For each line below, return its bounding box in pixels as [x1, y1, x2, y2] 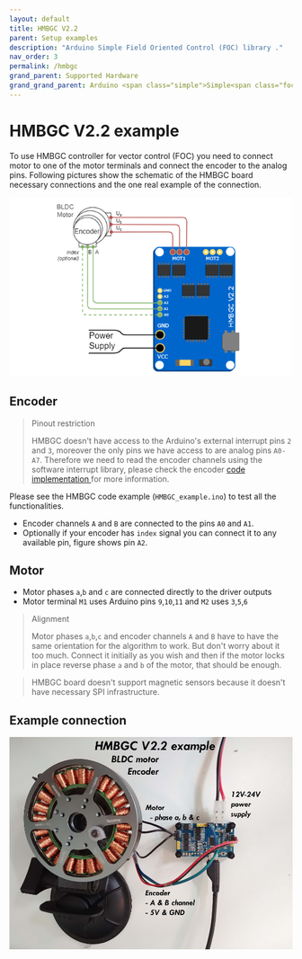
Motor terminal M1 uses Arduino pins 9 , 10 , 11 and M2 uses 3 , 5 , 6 [22, 596, 249, 607]
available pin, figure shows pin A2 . [22, 537, 148, 547]
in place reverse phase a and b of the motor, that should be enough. [31, 660, 282, 670]
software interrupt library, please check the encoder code [31, 464, 245, 475]
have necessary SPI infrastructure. [31, 687, 160, 697]
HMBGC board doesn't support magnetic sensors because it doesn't [31, 677, 286, 688]
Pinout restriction [31, 418, 96, 429]
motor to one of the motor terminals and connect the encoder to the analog [9, 160, 288, 171]
